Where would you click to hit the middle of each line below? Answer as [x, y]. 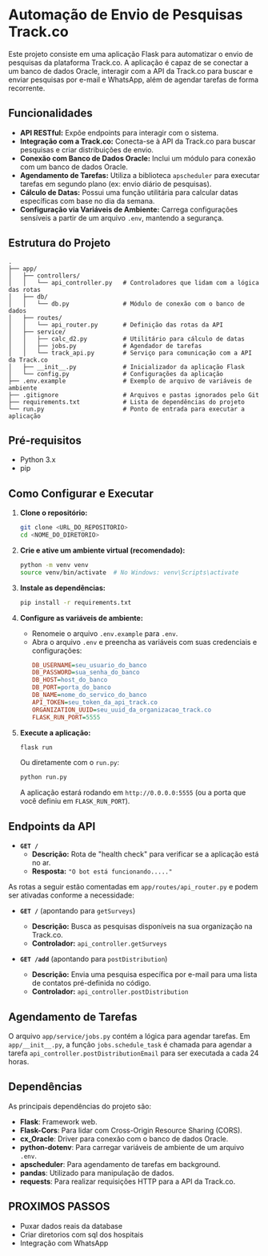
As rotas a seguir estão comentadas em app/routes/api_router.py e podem [133, 887]
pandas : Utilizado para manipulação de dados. [97, 1173]
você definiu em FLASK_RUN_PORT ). [75, 801]
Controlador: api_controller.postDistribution [110, 991]
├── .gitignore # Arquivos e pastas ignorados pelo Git [134, 395]
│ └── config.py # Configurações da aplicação [116, 374]
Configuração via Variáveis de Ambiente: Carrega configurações [129, 209]
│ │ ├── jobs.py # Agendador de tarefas [105, 346]
